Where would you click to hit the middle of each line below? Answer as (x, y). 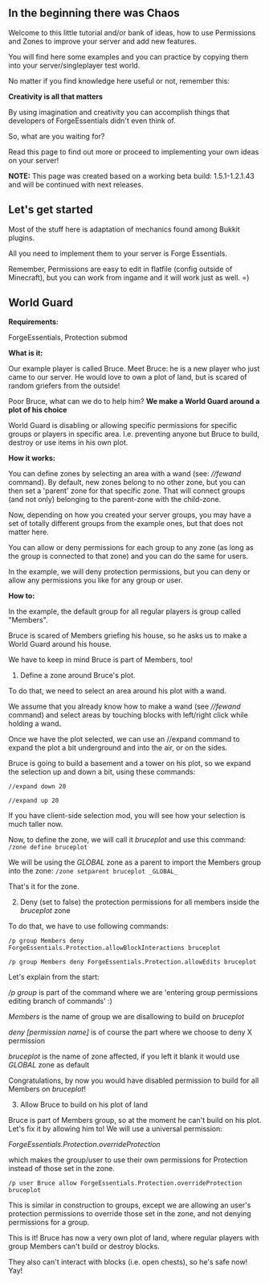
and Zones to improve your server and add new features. (102, 41)
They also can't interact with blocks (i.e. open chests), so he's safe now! (128, 1262)
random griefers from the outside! (64, 386)
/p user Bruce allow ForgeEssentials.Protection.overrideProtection (125, 1183)
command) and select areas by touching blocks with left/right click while (128, 715)
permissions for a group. (49, 1223)
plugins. (21, 237)
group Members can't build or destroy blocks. (84, 1247)
